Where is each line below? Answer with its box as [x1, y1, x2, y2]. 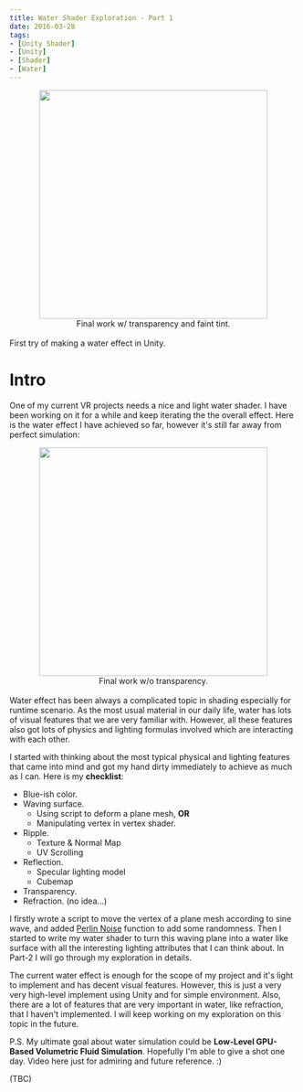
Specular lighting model [36, 866, 126, 877]
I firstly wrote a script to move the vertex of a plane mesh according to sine [9, 913, 292, 924]
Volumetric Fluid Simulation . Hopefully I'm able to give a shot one [35, 1045, 286, 1056]
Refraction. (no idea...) [22, 895, 108, 906]
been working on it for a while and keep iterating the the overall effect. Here [9, 409, 294, 421]
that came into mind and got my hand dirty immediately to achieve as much [9, 761, 293, 772]
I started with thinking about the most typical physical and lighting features [9, 751, 290, 762]
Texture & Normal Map [36, 837, 121, 848]
